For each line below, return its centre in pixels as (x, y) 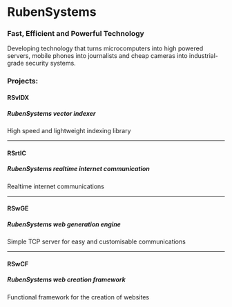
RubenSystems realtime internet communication (79, 169)
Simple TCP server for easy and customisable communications (97, 241)
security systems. (50, 63)
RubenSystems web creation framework (66, 279)
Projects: (23, 81)
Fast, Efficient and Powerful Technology (76, 34)
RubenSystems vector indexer (51, 113)
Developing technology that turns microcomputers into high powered (105, 48)
